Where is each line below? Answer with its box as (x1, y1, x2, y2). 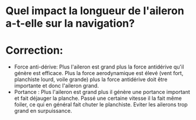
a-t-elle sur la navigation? (5, 17, 135, 30)
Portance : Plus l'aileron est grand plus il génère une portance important (14, 89, 190, 96)
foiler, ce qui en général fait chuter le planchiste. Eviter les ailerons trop (14, 101, 188, 108)
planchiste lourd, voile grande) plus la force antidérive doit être (14, 76, 168, 83)
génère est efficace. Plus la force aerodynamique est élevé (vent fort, (14, 70, 184, 77)
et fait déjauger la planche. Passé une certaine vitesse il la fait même (14, 95, 182, 102)
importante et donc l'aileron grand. (14, 82, 99, 89)
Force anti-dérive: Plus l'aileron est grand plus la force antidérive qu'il (14, 63, 184, 70)
